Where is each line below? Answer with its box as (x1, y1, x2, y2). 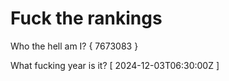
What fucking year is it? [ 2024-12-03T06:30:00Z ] (10, 59, 220, 71)
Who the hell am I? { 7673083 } (10, 40, 139, 52)
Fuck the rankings (10, 7, 163, 30)
